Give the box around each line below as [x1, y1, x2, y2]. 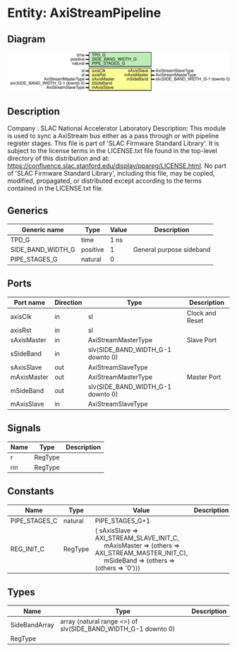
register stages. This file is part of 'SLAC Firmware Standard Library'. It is [7, 139, 219, 147]
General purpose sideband [133, 246, 211, 254]
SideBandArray [10, 621, 54, 629]
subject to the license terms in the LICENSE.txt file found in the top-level [7, 147, 217, 155]
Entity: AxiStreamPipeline [7, 5, 162, 21]
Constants [7, 485, 54, 497]
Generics [7, 205, 49, 217]
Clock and [186, 308, 217, 317]
